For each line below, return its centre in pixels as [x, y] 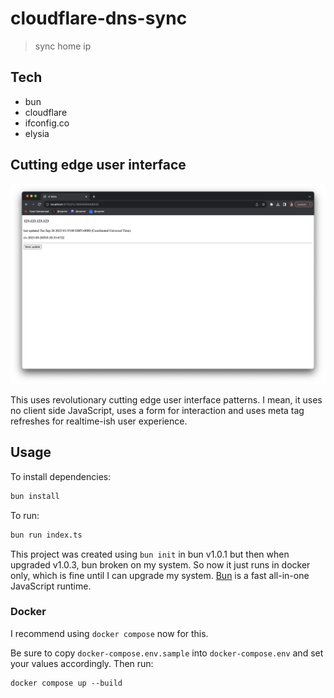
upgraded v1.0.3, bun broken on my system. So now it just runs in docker [160, 564]
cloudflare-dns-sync [99, 18]
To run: [25, 515]
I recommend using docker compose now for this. [109, 633]
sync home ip [63, 46]
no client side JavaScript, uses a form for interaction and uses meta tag [157, 410]
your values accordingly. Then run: [82, 663]
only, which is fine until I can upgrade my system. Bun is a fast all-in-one [160, 575]
